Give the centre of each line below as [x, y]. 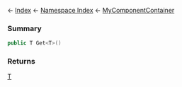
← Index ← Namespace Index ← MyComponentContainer [91, 10]
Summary [25, 28]
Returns [21, 62]
